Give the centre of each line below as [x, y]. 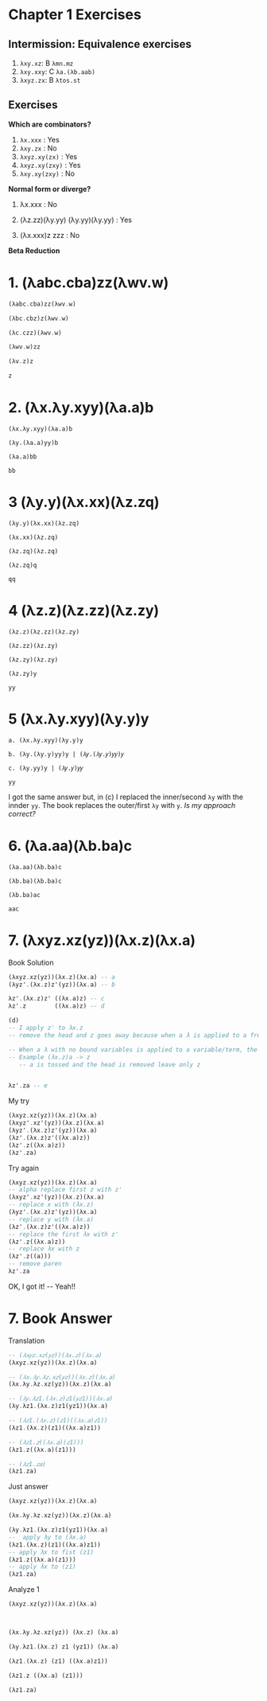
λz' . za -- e [28, 1086]
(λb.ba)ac [25, 895]
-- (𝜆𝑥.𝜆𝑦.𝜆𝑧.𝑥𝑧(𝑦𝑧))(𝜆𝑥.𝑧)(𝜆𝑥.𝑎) [62, 1377]
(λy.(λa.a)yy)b [33, 443]
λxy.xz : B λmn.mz [46, 63]
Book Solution [31, 962]
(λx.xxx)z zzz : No [50, 235]
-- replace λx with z [44, 1249]
